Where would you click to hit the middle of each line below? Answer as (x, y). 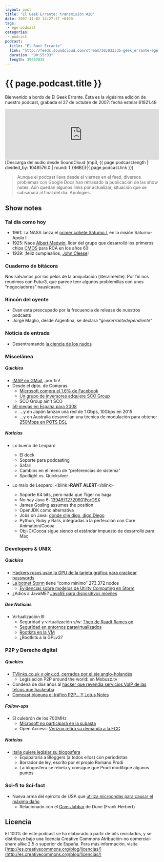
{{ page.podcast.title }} (53, 84)
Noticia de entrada (27, 333)
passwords (23, 578)
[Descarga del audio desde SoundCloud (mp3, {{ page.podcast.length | (77, 163)
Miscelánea (19, 356)
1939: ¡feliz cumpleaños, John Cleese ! (50, 253)
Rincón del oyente (27, 300)
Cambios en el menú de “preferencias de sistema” (70, 470)
